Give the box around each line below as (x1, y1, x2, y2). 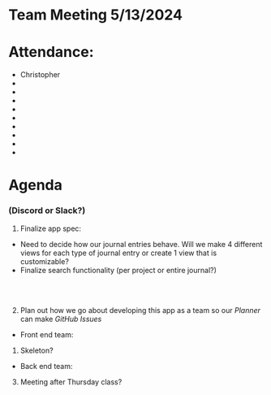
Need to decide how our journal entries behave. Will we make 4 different (19, 239, 263, 249)
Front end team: (19, 329, 74, 339)
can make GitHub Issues (19, 314, 102, 323)
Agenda (8, 176, 62, 194)
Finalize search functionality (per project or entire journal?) (19, 265, 217, 275)
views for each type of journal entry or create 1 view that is (19, 248, 217, 258)
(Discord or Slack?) (8, 205, 86, 216)
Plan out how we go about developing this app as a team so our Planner (19, 305, 261, 315)
